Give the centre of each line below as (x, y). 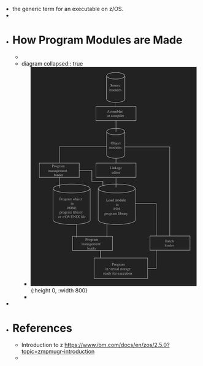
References (42, 328)
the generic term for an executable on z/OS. (68, 9)
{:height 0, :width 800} (59, 290)
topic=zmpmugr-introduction (58, 351)
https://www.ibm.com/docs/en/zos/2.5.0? (117, 345)
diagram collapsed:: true (52, 63)
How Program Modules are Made (97, 40)
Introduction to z (42, 345)
